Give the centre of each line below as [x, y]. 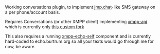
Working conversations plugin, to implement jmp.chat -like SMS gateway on [80, 7]
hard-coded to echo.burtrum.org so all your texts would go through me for [80, 41]
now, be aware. [20, 46]
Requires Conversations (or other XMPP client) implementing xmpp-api [76, 22]
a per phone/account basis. [33, 12]
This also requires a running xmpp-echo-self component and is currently [78, 36]
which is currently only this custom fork [44, 27]
